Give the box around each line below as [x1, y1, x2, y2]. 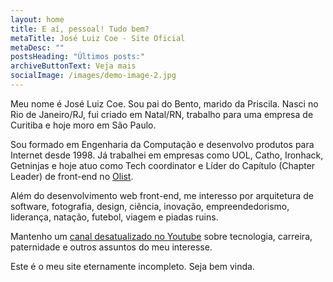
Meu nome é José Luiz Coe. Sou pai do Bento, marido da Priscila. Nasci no [10, 97, 319, 110]
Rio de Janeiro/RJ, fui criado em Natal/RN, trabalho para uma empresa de [10, 108, 314, 120]
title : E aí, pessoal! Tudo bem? [10, 24, 150, 34]
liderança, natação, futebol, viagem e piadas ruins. [10, 211, 219, 223]
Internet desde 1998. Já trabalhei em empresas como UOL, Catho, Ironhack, [10, 149, 324, 161]
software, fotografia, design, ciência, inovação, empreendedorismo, [10, 200, 290, 212]
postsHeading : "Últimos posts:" [10, 52, 145, 62]
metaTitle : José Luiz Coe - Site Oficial [10, 33, 186, 43]
